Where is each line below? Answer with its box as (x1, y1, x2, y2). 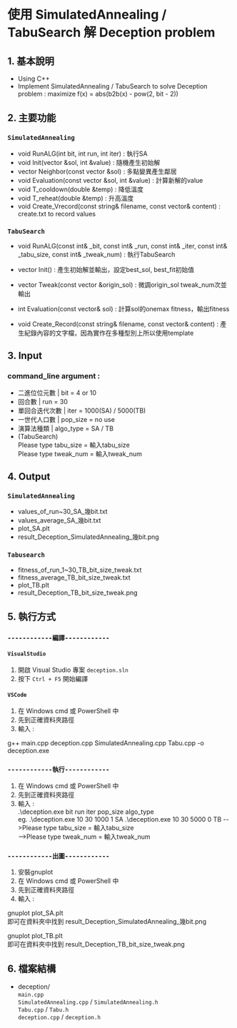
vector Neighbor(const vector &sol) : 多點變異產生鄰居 (17, 167, 177, 176)
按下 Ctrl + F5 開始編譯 (17, 675, 89, 683)
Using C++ (17, 74, 50, 83)
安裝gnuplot (17, 867, 54, 876)
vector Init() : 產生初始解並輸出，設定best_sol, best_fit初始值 (17, 265, 195, 273)
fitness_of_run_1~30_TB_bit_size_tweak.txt (17, 565, 142, 574)
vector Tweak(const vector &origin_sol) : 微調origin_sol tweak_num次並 (17, 280, 227, 289)
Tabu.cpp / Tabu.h (17, 1004, 69, 1014)
